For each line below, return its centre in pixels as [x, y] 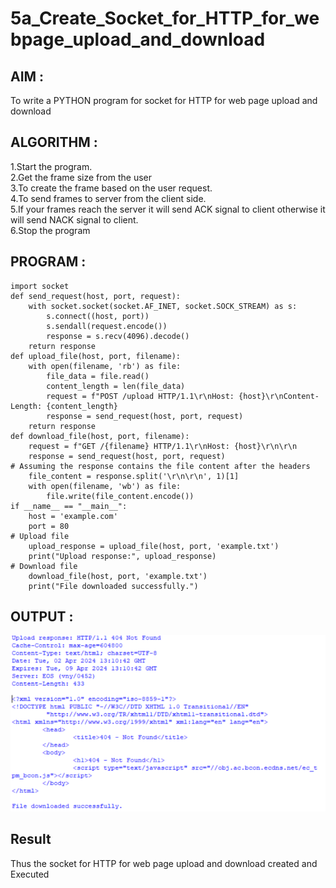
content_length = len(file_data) [116, 386]
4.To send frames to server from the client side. [108, 198]
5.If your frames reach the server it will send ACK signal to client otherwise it [168, 209]
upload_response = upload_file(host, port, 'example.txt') [154, 546]
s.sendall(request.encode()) [107, 326]
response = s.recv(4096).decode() [118, 336]
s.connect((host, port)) [98, 316]
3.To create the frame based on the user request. [111, 188]
